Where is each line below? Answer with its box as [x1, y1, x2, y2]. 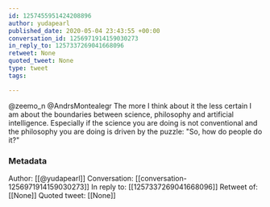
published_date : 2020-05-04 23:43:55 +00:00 [8, 27, 160, 35]
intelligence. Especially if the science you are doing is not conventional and [8, 118, 258, 127]
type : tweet [8, 64, 48, 72]
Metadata [8, 155, 47, 166]
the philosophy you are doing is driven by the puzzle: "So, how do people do [8, 126, 263, 136]
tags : [8, 72, 27, 80]
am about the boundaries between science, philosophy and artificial [8, 110, 234, 119]
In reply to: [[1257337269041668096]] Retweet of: [91, 182, 258, 192]
